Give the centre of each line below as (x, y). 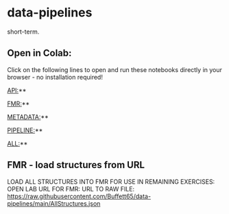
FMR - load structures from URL (76, 165)
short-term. (23, 32)
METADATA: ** (28, 117)
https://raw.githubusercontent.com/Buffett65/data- (79, 196)
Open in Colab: (39, 53)
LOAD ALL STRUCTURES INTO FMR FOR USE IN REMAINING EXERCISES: (111, 181)
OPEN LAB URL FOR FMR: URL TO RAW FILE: (71, 189)
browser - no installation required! (55, 77)
